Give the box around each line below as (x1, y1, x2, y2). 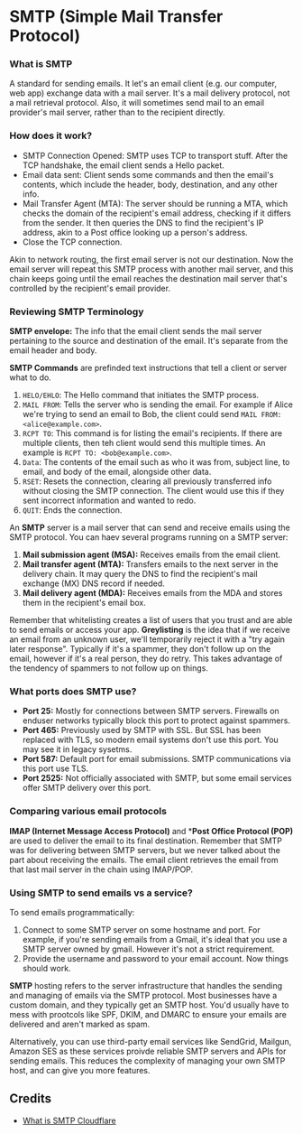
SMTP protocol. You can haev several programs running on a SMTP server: (9, 532, 288, 543)
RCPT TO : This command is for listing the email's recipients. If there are (22, 428, 282, 439)
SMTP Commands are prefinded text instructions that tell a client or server (9, 363, 288, 374)
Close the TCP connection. (22, 237, 123, 247)
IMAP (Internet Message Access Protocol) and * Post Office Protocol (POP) (9, 825, 294, 836)
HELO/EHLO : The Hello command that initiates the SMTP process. (22, 390, 260, 401)
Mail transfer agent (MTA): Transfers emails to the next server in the (22, 559, 279, 570)
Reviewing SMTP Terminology (9, 305, 144, 318)
